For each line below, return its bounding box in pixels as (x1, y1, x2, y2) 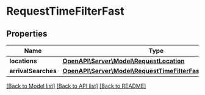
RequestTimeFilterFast (6, 4, 124, 18)
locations (9, 57, 37, 65)
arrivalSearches (9, 67, 57, 75)
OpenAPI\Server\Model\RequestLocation (62, 57, 185, 65)
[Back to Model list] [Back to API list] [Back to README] (6, 82, 146, 90)
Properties (6, 29, 48, 39)
